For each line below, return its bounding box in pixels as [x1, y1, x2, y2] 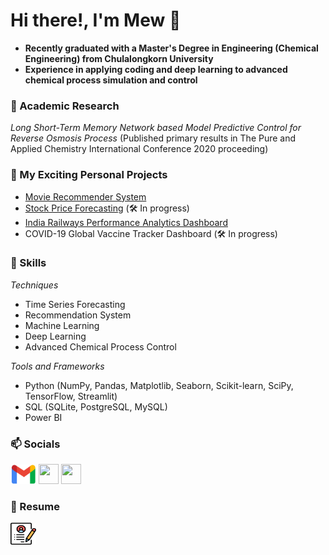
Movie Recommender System [24, 190, 147, 203]
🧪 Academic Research [10, 99, 120, 113]
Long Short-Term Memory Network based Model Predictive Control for [10, 122, 302, 134]
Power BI [24, 411, 63, 423]
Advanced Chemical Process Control [24, 340, 177, 353]
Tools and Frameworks [10, 360, 105, 372]
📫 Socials [10, 437, 61, 451]
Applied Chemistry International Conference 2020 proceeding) [10, 143, 269, 155]
